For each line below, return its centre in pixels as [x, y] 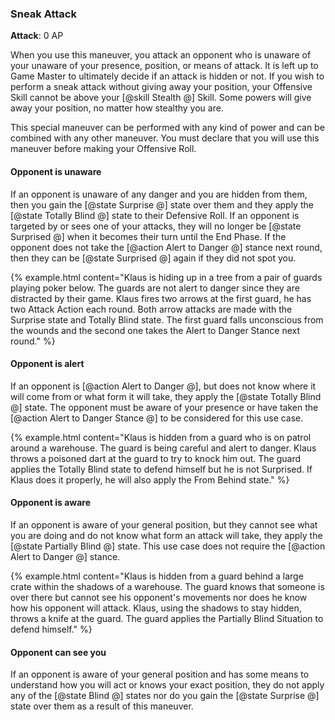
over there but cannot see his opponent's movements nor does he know [159, 597]
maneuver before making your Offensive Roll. [103, 149]
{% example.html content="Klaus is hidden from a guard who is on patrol [161, 437]
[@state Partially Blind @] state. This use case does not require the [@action [168, 546]
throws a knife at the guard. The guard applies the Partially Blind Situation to [167, 618]
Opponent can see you [58, 652]
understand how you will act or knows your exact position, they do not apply [167, 685]
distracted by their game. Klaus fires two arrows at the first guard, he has [161, 298]
